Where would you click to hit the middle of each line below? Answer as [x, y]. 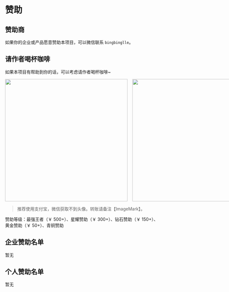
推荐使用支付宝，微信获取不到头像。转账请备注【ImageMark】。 [81, 209]
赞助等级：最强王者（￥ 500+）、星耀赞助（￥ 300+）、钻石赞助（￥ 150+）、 [81, 219]
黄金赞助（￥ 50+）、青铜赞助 [34, 225]
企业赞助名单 [24, 242]
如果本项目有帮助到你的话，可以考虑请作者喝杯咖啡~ [58, 72]
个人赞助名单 [24, 272]
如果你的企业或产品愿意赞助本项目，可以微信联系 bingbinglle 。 [69, 42]
